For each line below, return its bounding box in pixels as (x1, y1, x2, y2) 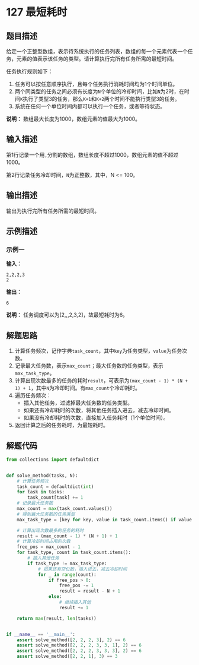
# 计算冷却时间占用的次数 (17, 539, 71, 544)
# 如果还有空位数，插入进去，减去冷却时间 (37, 566, 127, 572)
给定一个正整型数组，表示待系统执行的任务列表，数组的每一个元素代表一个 (6, 48, 188, 55)
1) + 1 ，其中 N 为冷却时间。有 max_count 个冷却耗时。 (14, 384, 141, 392)
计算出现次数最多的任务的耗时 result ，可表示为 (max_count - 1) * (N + (14, 377, 188, 384)
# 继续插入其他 (59, 599, 91, 606)
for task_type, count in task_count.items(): (17, 550, 131, 556)
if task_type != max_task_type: (27, 560, 108, 566)
